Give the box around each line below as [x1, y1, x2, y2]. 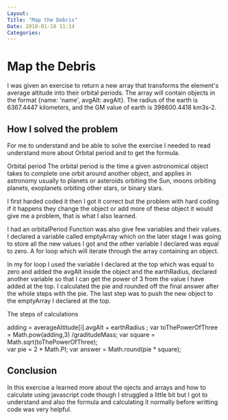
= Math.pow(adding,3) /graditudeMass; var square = [7, 331, 155, 338]
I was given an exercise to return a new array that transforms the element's [7, 82, 219, 90]
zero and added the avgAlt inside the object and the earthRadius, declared [7, 268, 217, 275]
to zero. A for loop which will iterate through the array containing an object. [7, 247, 219, 255]
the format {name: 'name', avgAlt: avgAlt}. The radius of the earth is [7, 96, 199, 104]
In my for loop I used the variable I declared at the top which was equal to [7, 260, 214, 268]
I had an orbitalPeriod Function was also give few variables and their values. [7, 225, 222, 233]
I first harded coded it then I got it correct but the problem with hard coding [7, 197, 219, 205]
